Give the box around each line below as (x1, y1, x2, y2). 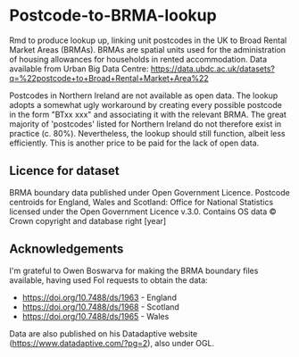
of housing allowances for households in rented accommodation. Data (9, 54, 268, 64)
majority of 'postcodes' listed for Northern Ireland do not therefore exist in (9, 118, 282, 129)
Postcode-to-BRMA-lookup (9, 5, 217, 26)
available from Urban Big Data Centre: (9, 63, 149, 74)
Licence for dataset (9, 163, 120, 178)
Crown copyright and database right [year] (9, 215, 167, 226)
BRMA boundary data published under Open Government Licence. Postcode (9, 187, 290, 197)
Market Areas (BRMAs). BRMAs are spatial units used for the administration (9, 44, 287, 54)
